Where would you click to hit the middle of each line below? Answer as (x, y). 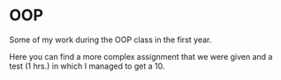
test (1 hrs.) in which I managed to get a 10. (87, 66)
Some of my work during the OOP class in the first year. (110, 40)
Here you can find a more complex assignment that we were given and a (141, 56)
